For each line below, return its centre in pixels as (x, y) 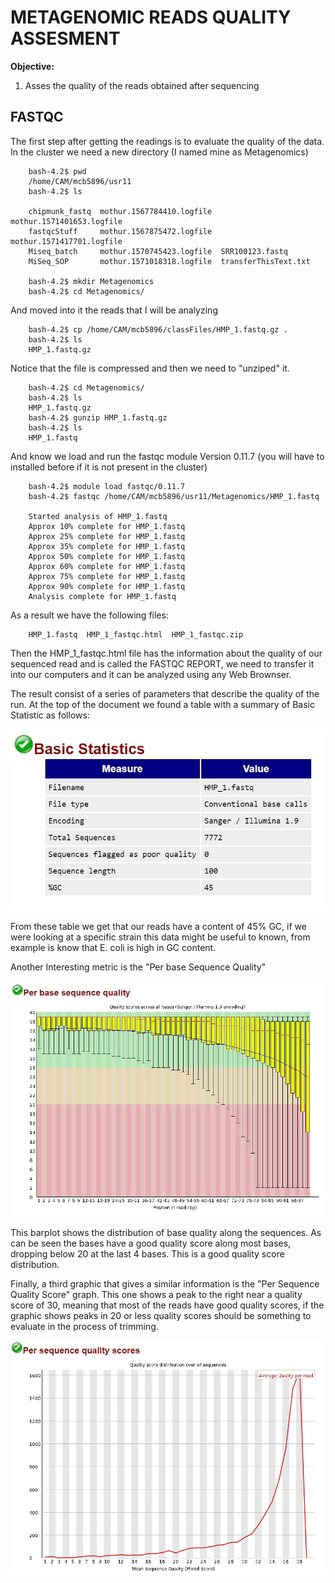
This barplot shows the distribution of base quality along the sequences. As (166, 1232)
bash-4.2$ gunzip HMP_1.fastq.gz (98, 417)
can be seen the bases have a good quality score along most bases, (151, 1243)
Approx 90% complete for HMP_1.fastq (107, 586)
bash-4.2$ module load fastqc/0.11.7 (107, 486)
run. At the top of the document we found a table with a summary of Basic (162, 704)
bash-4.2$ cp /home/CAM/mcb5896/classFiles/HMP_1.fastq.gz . (158, 329)
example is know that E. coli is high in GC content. (113, 948)
